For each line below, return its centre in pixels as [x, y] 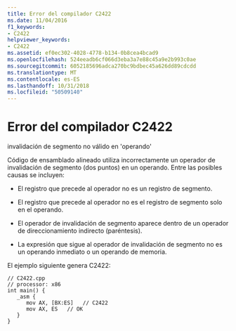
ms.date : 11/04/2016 [38, 20]
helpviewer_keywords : [39, 40]
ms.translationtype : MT [42, 72]
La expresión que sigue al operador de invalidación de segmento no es [120, 245]
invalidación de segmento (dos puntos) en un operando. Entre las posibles [115, 168]
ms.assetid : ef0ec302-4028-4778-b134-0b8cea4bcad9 [83, 53]
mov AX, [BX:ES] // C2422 [67, 303]
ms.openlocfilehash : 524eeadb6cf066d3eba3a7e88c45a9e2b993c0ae [102, 60]
